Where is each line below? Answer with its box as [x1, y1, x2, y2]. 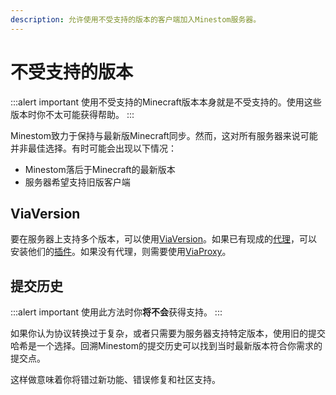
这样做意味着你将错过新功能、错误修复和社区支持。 [10, 374, 221, 386]
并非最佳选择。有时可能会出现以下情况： [10, 142, 177, 154]
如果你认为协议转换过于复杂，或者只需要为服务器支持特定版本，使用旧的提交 [10, 327, 326, 340]
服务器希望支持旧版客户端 [24, 176, 131, 188]
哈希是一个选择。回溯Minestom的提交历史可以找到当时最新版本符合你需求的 [10, 340, 323, 352]
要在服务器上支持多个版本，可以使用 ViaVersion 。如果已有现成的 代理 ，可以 [10, 233, 318, 245]
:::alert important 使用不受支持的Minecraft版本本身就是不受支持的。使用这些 [10, 96, 322, 108]
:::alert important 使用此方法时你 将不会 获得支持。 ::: [10, 306, 223, 318]
